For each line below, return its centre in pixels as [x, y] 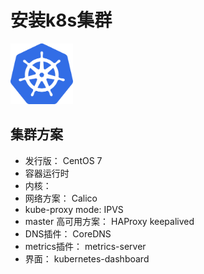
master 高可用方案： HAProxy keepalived [109, 221]
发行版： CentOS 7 [63, 160]
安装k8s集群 [61, 20]
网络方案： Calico [61, 198]
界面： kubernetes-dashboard [87, 258]
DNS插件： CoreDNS [68, 233]
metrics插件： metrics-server [85, 246]
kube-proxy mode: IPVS [74, 209]
